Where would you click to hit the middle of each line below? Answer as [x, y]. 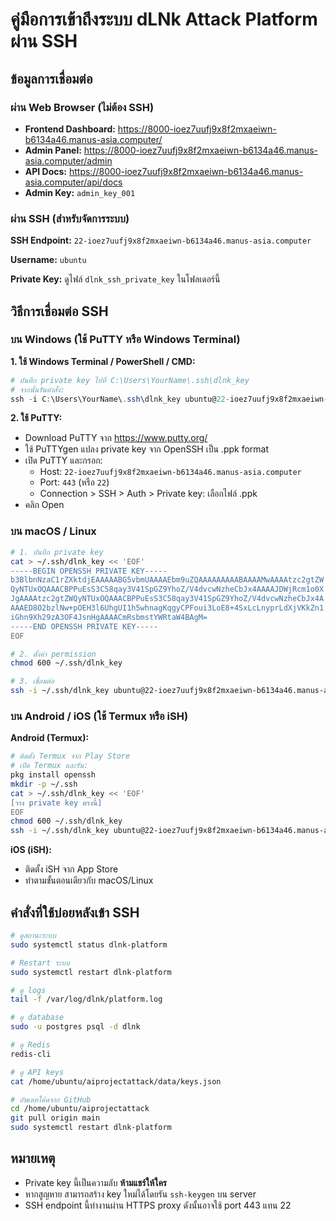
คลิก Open [44, 505]
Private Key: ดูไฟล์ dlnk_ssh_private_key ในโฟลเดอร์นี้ [115, 279]
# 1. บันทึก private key [57, 552]
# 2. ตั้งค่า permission [53, 654]
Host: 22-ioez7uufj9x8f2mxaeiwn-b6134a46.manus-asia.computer [170, 472]
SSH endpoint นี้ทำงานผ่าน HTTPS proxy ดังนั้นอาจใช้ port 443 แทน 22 [158, 1205]
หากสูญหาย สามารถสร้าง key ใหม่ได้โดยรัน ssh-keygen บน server [140, 1194]
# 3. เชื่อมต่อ [32, 681]
